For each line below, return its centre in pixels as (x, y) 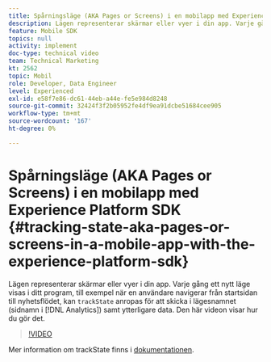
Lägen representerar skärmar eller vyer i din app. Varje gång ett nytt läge (129, 284)
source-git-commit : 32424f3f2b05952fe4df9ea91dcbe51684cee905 (115, 106)
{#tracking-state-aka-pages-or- (119, 227)
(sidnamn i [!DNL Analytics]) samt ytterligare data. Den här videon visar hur (133, 309)
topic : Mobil (30, 76)
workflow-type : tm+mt (45, 114)
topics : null (30, 38)
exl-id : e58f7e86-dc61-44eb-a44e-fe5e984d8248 (88, 99)
